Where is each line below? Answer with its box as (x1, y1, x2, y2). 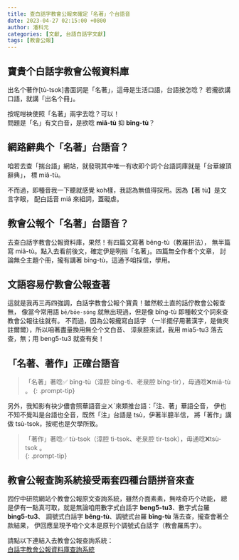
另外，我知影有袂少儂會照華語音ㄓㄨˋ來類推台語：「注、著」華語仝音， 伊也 (7, 402, 226, 410)
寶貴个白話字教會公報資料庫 (7, 65, 129, 77)
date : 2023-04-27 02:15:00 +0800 (7, 17, 107, 24)
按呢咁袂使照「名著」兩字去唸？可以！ (7, 109, 119, 118)
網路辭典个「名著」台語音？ (7, 141, 129, 153)
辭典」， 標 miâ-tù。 (7, 170, 65, 179)
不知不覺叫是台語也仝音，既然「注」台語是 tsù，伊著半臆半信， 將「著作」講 (7, 411, 232, 419)
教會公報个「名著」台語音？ (7, 218, 129, 230)
